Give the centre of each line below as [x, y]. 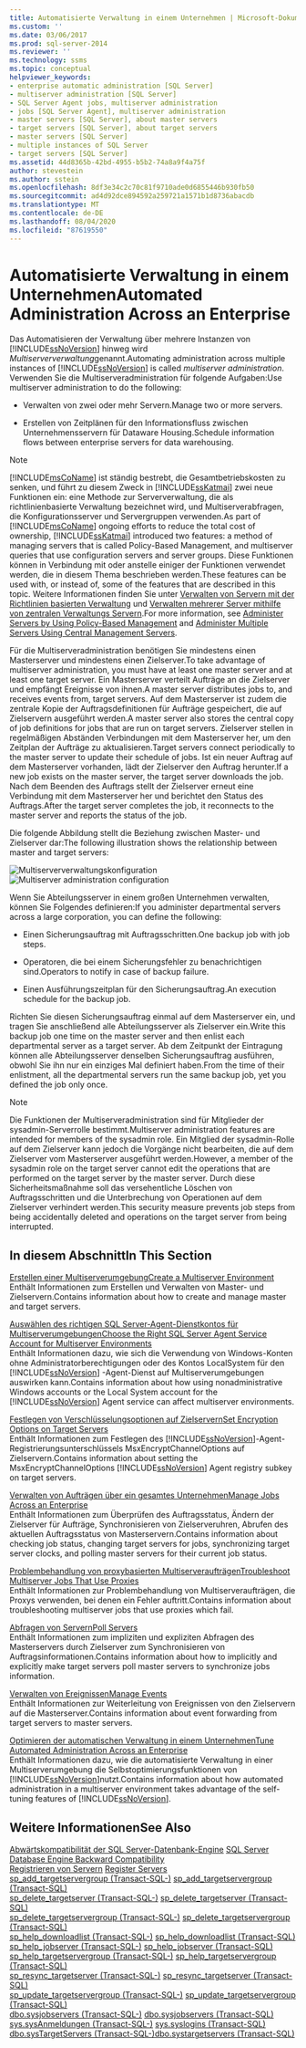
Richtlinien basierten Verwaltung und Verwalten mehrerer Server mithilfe [145, 604]
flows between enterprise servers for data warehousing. [128, 443]
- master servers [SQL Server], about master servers [114, 120]
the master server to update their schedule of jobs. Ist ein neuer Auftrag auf [151, 758]
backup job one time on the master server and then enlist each [127, 1036]
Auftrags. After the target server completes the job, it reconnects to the [142, 806]
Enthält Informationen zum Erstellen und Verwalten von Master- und [137, 1287]
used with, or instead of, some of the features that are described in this [143, 584]
